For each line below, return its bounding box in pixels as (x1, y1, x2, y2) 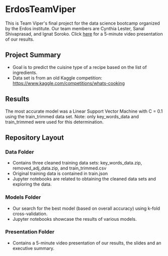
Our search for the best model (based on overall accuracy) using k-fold (12, 205, 160, 211)
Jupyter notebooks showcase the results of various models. (12, 216, 137, 222)
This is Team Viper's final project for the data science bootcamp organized (5, 20, 160, 26)
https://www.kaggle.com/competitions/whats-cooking (12, 80, 125, 86)
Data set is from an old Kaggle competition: (12, 74, 103, 81)
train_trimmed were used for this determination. (5, 119, 104, 125)
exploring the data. (12, 181, 52, 187)
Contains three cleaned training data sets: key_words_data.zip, (12, 160, 142, 166)
